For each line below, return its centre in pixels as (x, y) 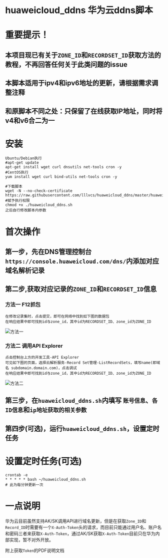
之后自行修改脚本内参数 (26, 210)
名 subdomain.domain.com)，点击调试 (41, 368)
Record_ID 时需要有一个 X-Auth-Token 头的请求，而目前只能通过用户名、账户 (81, 527)
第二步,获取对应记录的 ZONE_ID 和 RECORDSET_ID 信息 (81, 289)
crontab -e (16, 475)
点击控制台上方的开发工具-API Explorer (42, 358)
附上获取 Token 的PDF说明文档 (35, 550)
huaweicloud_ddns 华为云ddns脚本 (79, 10)
